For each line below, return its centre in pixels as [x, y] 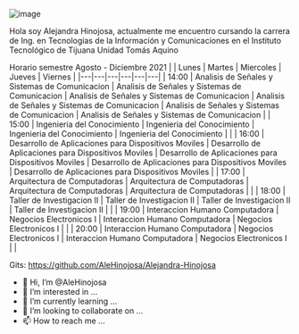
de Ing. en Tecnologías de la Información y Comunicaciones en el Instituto [145, 41]
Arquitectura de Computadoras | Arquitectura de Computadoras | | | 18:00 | [147, 191]
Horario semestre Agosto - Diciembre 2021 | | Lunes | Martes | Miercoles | [145, 67]
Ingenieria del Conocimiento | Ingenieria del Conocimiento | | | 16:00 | [137, 134]
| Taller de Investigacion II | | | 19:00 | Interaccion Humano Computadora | [144, 209]
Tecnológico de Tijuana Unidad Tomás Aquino [94, 50]
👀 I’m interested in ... [60, 292]
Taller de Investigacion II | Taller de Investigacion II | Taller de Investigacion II [150, 200]
